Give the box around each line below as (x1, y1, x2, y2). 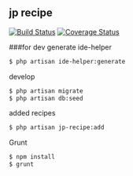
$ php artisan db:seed (9, 94, 83, 102)
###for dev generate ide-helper (9, 42, 113, 52)
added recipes (9, 108, 56, 118)
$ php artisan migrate (9, 86, 83, 95)
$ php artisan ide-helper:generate (9, 57, 126, 65)
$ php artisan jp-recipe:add (9, 123, 105, 132)
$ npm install (9, 153, 56, 161)
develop (9, 71, 35, 81)
